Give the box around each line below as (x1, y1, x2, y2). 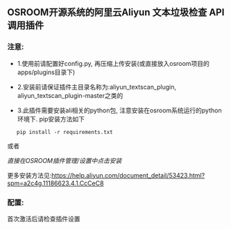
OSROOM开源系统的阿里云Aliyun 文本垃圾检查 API (7, 6, 225, 19)
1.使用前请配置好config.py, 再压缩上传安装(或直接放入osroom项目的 (17, 59, 209, 67)
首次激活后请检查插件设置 (7, 214, 80, 223)
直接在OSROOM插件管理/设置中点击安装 (7, 156, 122, 164)
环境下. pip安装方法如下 (17, 114, 85, 123)
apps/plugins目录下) (17, 68, 76, 76)
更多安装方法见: (7, 171, 52, 179)
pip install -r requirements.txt (16, 128, 113, 135)
